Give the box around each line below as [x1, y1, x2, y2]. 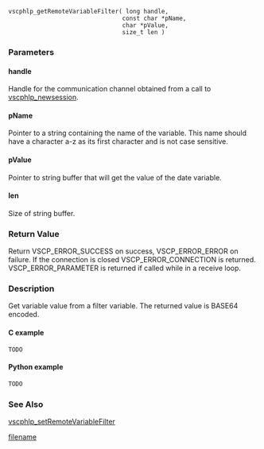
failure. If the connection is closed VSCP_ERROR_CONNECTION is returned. [8, 255, 256, 265]
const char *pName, [122, 14, 187, 22]
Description [8, 283, 55, 294]
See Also [8, 398, 44, 409]
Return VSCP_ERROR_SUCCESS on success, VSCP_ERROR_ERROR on [8, 246, 239, 256]
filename [8, 432, 37, 441]
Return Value [8, 228, 60, 239]
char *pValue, [122, 21, 169, 29]
